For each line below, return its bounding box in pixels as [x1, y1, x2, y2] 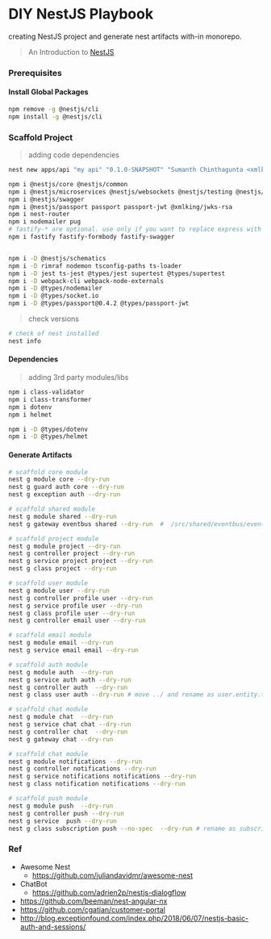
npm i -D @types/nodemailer [8, 284, 103, 293]
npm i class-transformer [8, 395, 92, 403]
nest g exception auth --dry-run [8, 490, 121, 499]
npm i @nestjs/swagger [8, 195, 85, 203]
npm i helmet [8, 411, 52, 419]
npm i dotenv [8, 403, 52, 411]
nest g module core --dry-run [8, 475, 110, 484]
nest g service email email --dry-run [8, 646, 139, 654]
